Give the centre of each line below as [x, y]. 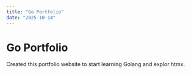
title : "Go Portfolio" [35, 12]
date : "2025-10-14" [31, 18]
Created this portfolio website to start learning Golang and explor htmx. [95, 64]
